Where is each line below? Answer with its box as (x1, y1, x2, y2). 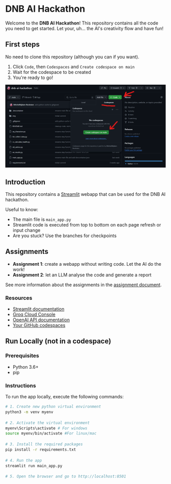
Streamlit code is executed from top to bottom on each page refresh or (12, 221, 161, 227)
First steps (5, 40, 40, 49)
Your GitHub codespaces (12, 322, 66, 328)
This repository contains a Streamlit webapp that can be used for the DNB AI (5, 191, 166, 197)
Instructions (5, 382, 37, 389)
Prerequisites (5, 352, 39, 360)
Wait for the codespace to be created (12, 69, 91, 75)
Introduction (5, 177, 46, 186)
